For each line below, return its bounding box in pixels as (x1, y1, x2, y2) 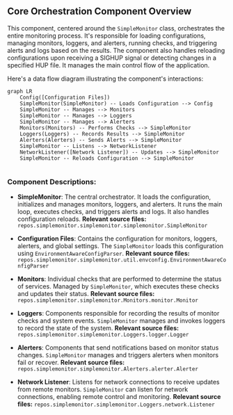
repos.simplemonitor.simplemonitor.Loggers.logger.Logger (17, 332, 189, 339)
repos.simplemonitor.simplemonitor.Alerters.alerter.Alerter (17, 366, 199, 373)
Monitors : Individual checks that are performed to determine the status (17, 275, 222, 284)
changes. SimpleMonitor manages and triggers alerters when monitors (17, 351, 219, 359)
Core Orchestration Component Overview (7, 6, 192, 17)
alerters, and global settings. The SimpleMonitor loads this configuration (17, 242, 224, 250)
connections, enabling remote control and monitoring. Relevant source (17, 393, 221, 401)
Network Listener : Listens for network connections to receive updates (17, 378, 220, 386)
